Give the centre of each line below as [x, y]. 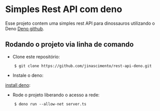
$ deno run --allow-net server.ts [50, 104]
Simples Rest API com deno [64, 9]
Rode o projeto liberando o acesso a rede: [56, 95]
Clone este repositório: [36, 57]
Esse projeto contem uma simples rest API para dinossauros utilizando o [80, 23]
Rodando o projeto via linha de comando [70, 45]
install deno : [18, 85]
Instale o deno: [28, 75]
